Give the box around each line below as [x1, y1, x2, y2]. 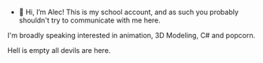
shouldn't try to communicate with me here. [18, 16, 161, 25]
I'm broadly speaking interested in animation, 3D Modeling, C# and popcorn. [7, 31, 256, 40]
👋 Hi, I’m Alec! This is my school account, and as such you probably [18, 8, 239, 16]
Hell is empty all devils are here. [7, 46, 111, 54]
